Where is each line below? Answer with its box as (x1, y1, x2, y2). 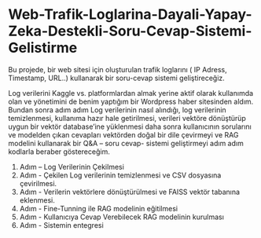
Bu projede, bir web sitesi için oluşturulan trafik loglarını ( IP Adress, (8, 64, 227, 74)
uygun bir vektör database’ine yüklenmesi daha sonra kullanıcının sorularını (8, 122, 252, 131)
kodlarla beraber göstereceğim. (8, 147, 110, 156)
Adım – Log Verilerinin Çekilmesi (19, 162, 124, 171)
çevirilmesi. (19, 178, 57, 188)
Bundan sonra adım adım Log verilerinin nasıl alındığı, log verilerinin (8, 104, 226, 115)
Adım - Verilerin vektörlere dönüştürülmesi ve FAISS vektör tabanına (19, 187, 241, 196)
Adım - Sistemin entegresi (19, 220, 104, 229)
